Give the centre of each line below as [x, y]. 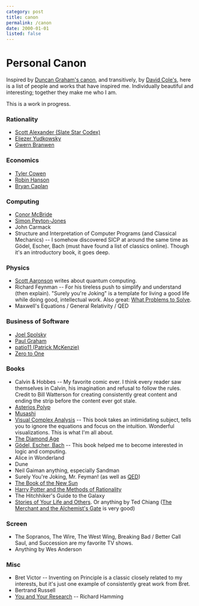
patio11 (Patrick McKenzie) [47, 347]
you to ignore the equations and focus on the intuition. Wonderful [94, 426]
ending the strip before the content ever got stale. [76, 401]
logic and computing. [41, 451]
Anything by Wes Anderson [48, 549]
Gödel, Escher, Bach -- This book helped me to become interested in [99, 445]
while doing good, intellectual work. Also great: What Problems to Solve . [103, 300]
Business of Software [38, 321]
